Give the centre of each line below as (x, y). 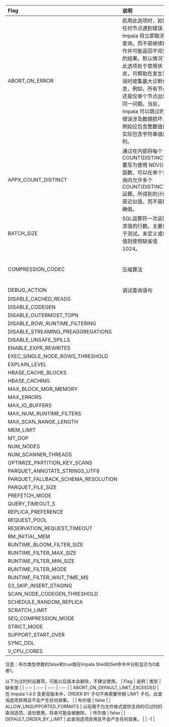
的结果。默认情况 (143, 58)
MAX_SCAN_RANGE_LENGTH (43, 422)
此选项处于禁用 (140, 66)
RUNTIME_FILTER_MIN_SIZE (41, 561)
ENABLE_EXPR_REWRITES (39, 348)
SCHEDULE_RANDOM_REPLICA (45, 602)
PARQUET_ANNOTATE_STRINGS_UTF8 (54, 471)
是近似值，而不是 (143, 201)
